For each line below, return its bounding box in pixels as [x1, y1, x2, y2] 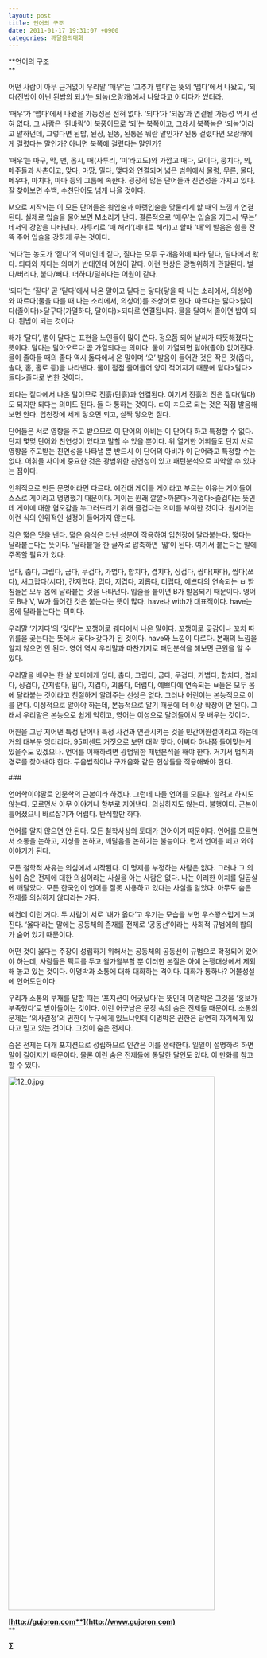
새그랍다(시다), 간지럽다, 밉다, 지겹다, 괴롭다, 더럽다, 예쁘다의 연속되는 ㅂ [21, 577, 246, 586]
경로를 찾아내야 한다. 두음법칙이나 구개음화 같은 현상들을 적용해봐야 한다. [8, 757, 233, 767]
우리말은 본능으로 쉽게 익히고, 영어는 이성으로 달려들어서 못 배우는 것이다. [22, 710, 250, 720]
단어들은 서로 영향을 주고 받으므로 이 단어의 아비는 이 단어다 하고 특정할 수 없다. [8, 427, 254, 436]
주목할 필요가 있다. [8, 550, 66, 560]
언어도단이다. [16, 976, 58, 986]
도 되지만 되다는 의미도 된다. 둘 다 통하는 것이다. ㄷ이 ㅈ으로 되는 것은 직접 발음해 [8, 400, 258, 409]
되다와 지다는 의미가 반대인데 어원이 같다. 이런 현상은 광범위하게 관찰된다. [18, 260, 246, 269]
